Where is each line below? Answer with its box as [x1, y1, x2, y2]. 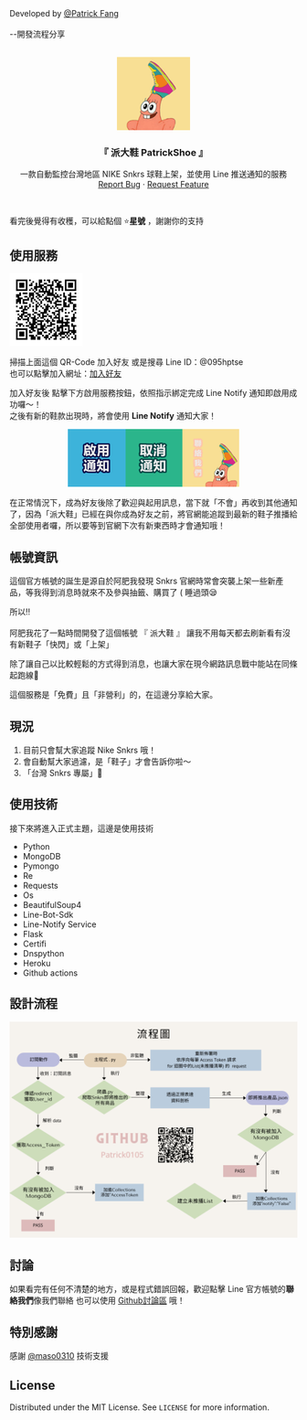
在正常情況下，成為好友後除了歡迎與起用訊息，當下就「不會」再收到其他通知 [9, 497, 298, 508]
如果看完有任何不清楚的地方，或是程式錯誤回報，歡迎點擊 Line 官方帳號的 [9, 1284, 286, 1295]
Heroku [22, 957, 51, 968]
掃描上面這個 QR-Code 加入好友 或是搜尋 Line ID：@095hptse [9, 357, 244, 368]
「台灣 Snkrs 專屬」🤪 [22, 767, 103, 778]
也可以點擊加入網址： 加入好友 [9, 368, 122, 379]
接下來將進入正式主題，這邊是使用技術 [9, 822, 153, 834]
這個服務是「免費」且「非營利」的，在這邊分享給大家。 [9, 689, 217, 700]
